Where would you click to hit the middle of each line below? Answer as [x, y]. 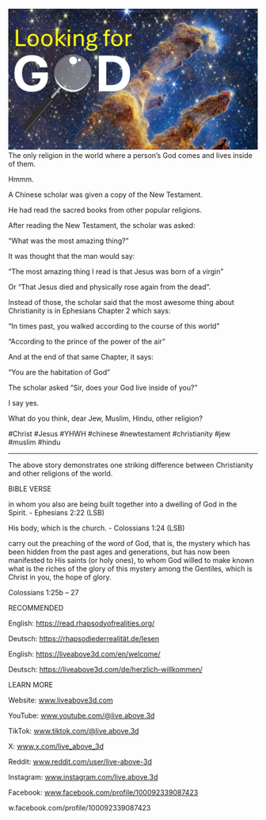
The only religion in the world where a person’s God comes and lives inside [131, 155]
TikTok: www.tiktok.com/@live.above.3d [74, 730]
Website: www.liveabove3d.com [61, 700]
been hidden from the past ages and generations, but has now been [119, 552]
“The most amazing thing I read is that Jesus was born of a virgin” [116, 271]
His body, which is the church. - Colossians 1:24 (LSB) [97, 528]
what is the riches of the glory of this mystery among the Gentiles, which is [130, 568]
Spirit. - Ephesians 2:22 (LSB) [57, 512]
